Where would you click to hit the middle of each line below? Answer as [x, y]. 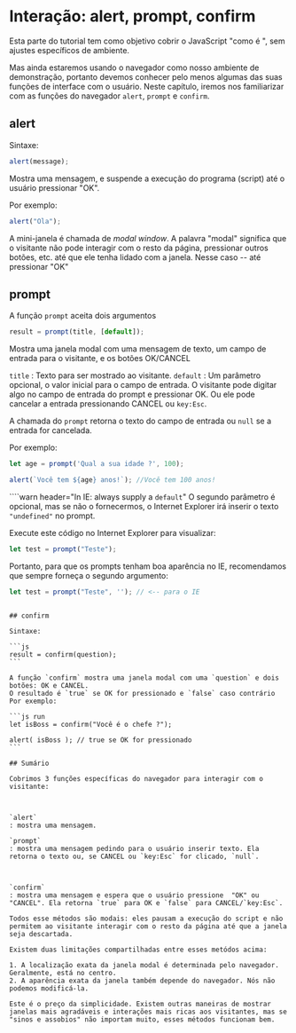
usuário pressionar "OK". [55, 187]
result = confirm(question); [63, 654]
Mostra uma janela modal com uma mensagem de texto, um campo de [138, 349]
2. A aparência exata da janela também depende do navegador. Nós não [142, 981]
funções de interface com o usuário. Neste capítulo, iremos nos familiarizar [147, 86]
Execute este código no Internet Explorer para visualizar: [113, 532]
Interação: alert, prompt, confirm [132, 16]
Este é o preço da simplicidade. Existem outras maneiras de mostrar [140, 1004]
